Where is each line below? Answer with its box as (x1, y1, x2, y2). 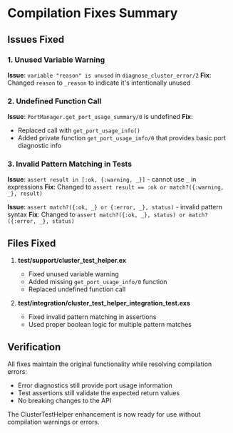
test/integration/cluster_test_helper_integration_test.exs (17, 299, 191, 308)
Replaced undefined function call (28, 285, 126, 293)
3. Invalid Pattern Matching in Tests (7, 159, 133, 169)
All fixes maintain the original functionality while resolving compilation (7, 360, 212, 368)
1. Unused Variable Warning (7, 55, 105, 65)
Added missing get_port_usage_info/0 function (28, 278, 167, 286)
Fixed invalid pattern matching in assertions (28, 313, 157, 321)
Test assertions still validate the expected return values (17, 389, 180, 397)
